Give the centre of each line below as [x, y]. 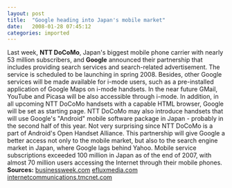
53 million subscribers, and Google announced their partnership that [105, 60]
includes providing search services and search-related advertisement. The [114, 67]
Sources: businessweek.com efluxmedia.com [73, 170]
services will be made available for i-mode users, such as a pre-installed [110, 82]
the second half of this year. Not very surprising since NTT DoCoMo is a [110, 126]
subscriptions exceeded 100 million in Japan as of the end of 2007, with [109, 156]
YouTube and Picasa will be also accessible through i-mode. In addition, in [113, 97]
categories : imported [38, 33]
